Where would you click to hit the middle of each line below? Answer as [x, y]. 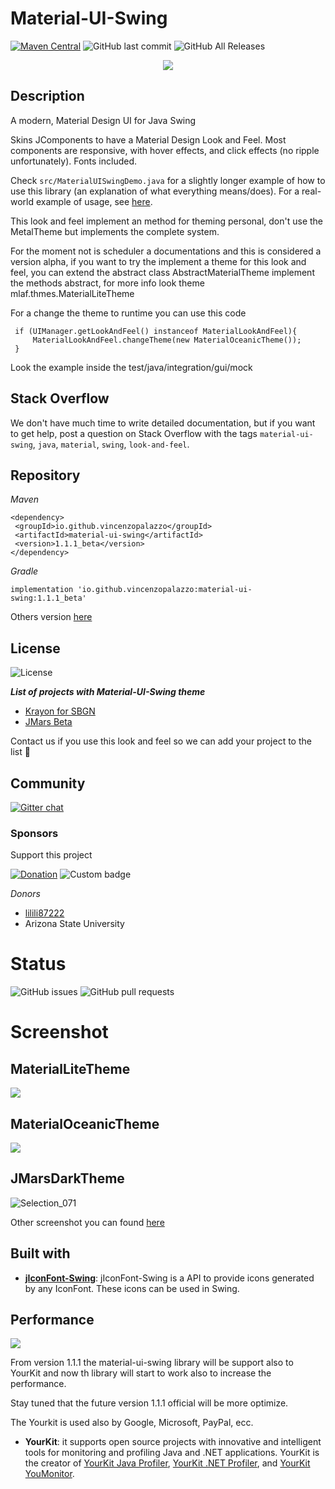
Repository [45, 475]
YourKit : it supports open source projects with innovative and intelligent [173, 1442]
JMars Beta [48, 722]
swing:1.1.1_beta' [48, 598]
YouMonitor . [49, 1474]
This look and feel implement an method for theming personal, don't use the [167, 221]
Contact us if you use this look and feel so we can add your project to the [161, 741]
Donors [25, 894]
